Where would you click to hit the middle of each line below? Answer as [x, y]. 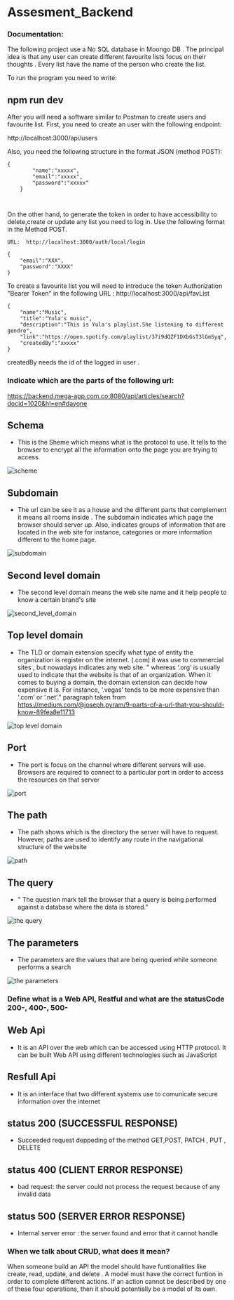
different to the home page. [57, 540]
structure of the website [52, 847]
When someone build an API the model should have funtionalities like [107, 1267]
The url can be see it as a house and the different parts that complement [122, 510]
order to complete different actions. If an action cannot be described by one [117, 1282]
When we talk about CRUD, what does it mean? [89, 1251]
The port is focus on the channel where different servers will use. [111, 764]
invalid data [34, 1194]
